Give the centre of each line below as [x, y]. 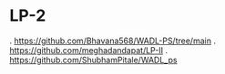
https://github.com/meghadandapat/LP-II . [89, 50]
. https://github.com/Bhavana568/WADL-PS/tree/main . [113, 41]
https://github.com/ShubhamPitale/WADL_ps [93, 60]
